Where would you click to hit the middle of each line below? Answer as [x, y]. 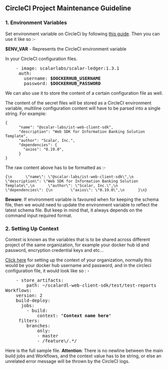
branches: [38, 326]
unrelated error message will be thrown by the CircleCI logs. [67, 361]
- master [48, 336]
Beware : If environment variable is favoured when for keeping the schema [82, 199]
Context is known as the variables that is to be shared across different [78, 239]
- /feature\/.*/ [57, 341]
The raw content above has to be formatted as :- [56, 167]
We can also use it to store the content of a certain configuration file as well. [84, 93]
